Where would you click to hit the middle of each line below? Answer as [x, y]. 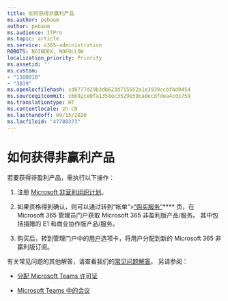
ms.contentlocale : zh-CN [42, 109]
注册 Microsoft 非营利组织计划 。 [62, 192]
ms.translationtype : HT [41, 103]
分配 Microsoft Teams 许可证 [57, 276]
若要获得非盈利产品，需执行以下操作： [61, 178]
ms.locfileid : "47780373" [44, 121]
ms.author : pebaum [33, 20]
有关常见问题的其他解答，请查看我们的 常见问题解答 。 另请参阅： [98, 261]
